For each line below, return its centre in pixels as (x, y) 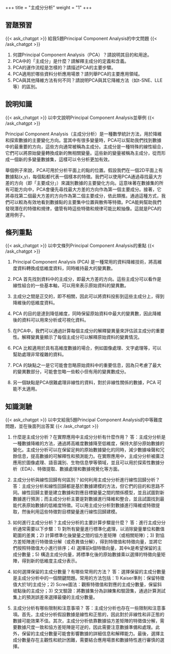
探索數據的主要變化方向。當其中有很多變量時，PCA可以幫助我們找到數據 (85, 140)
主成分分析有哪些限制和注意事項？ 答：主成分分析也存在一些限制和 (82, 608)
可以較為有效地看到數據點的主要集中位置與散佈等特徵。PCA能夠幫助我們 (85, 202)
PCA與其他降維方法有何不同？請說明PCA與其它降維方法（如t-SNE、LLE (88, 80)
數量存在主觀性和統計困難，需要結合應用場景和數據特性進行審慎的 (91, 640)
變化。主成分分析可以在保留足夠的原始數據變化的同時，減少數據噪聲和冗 (88, 450)
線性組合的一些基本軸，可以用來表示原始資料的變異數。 (70, 285)
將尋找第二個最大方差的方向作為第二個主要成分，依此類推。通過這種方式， (83, 196)
